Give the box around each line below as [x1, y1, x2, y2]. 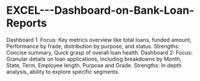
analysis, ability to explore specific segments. [6, 68, 120, 75]
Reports [6, 16, 47, 30]
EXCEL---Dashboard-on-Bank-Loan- [6, 4, 195, 17]
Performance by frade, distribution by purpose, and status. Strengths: [6, 43, 180, 50]
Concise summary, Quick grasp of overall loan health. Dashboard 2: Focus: [6, 49, 193, 56]
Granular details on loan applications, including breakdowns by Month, [6, 55, 182, 62]
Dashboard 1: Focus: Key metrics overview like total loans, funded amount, [6, 36, 192, 43]
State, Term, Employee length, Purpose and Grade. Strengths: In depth [6, 61, 182, 69]
